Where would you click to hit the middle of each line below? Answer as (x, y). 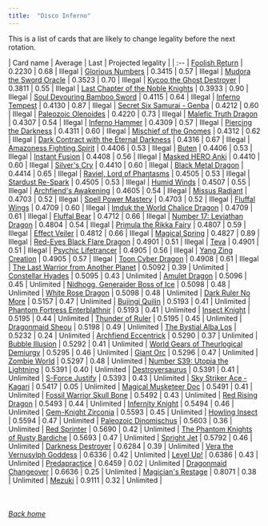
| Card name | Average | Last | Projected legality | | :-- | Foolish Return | (126, 63)
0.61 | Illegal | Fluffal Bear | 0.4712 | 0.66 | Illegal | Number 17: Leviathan (126, 216)
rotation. (22, 47)
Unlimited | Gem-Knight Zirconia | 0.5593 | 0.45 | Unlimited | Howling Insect (133, 412)
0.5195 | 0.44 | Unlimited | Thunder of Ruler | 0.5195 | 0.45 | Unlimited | (125, 318)
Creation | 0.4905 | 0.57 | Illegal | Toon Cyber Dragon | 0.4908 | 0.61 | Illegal (134, 258)
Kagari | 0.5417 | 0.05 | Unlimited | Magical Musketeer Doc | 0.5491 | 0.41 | (131, 386)
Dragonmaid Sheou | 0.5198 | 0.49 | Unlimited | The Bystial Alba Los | (122, 326)
